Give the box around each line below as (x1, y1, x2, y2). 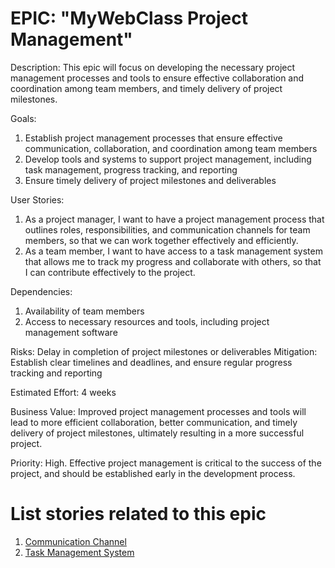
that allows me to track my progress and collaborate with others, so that (24, 255, 322, 267)
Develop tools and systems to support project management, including (24, 153, 312, 165)
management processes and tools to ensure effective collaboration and (10, 72, 305, 84)
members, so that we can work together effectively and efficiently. (24, 234, 299, 246)
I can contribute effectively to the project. (24, 266, 196, 278)
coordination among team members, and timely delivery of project (10, 82, 283, 94)
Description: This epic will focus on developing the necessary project (10, 61, 296, 73)
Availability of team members (24, 305, 145, 317)
